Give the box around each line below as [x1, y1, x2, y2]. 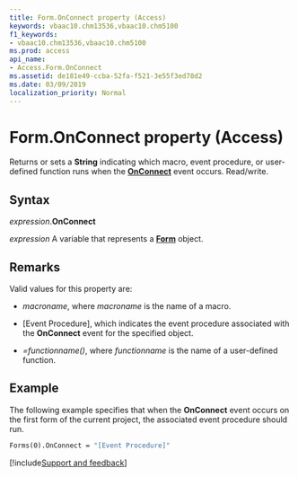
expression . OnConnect [9, 216, 96, 227]
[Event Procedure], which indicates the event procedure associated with [22, 318, 290, 329]
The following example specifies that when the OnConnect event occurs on [9, 404, 290, 415]
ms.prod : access [9, 47, 70, 56]
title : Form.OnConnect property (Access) [9, 13, 167, 22]
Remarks [9, 260, 61, 275]
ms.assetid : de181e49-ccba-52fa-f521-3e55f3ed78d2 [9, 72, 203, 81]
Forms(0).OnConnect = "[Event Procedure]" [9, 441, 171, 450]
